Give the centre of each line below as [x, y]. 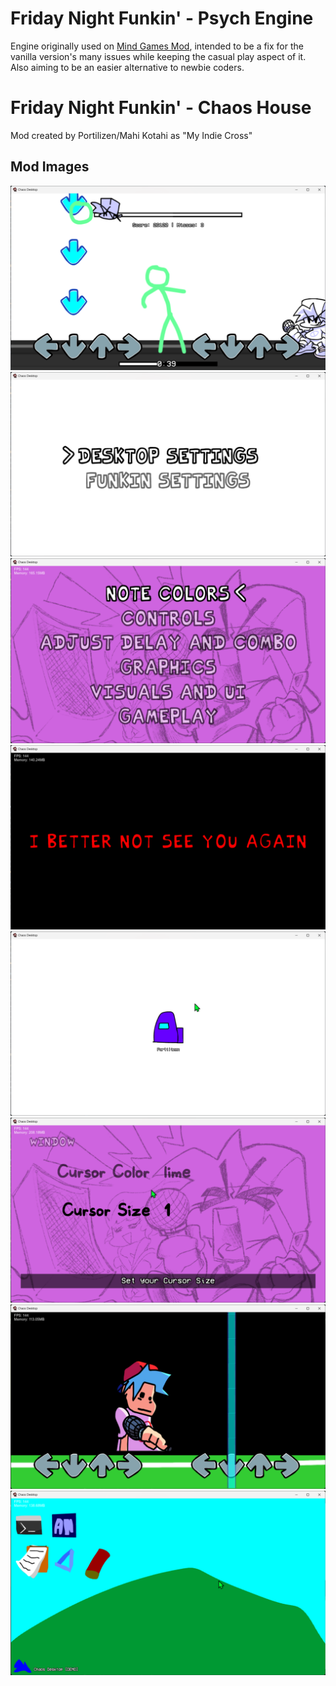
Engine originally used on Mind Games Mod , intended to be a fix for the [157, 46]
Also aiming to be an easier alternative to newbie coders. [127, 67]
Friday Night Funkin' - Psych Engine [162, 18]
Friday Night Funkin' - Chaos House [161, 108]
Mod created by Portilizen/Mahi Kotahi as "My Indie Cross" [131, 135]
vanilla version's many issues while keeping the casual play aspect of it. [158, 56]
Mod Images [50, 167]
